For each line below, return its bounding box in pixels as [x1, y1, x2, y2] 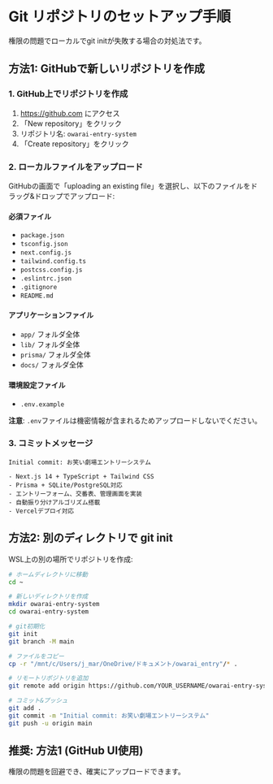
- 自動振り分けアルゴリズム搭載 [8, 498, 101, 506]
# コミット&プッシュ [8, 696, 68, 705]
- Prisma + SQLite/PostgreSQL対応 [8, 481, 123, 489]
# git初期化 [8, 622, 45, 630]
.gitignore [19, 284, 58, 292]
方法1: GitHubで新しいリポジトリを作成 [8, 62, 206, 76]
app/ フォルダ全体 [19, 330, 80, 340]
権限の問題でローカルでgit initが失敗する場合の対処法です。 [8, 36, 206, 45]
